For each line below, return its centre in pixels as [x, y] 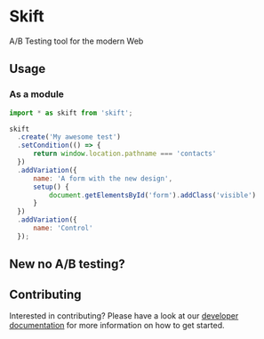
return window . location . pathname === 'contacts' [124, 154]
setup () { [51, 187]
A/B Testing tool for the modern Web [76, 41]
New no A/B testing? [68, 264]
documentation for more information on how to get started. [117, 325]
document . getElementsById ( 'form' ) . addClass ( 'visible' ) [152, 195]
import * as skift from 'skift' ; [71, 113]
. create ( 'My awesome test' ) [69, 137]
